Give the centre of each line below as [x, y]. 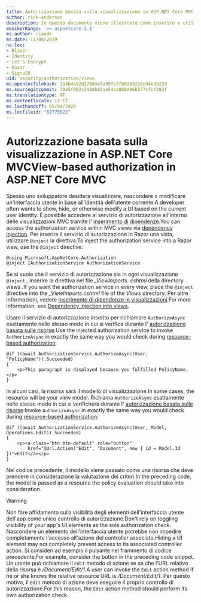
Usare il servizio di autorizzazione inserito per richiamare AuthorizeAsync [96, 318]
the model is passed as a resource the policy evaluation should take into [95, 483]
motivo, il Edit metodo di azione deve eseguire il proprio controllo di [90, 582]
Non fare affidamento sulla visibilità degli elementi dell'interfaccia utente [95, 513]
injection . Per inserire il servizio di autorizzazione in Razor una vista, [90, 234]
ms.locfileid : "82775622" [38, 112]
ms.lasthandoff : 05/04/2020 [41, 106]
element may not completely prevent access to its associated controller [94, 544]
